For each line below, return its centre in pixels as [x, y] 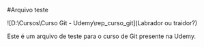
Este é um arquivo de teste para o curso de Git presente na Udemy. [102, 36]
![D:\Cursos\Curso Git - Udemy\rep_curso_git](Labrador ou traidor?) [102, 23]
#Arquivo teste [28, 10]
